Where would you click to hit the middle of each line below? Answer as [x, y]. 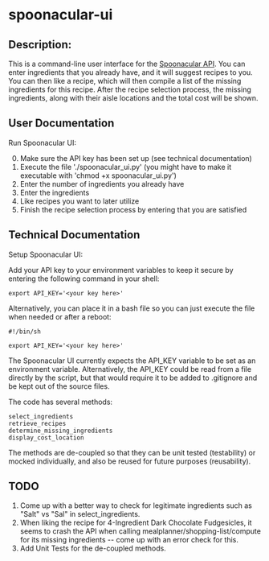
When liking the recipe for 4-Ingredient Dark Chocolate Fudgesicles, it [136, 523]
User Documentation [61, 124]
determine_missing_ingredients [61, 431]
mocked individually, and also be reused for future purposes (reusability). [130, 461]
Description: [40, 45]
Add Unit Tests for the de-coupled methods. [93, 548]
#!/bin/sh [25, 332]
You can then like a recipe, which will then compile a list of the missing [125, 81]
